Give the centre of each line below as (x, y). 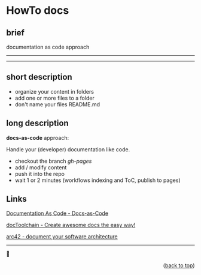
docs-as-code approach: (38, 137)
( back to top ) (179, 265)
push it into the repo (39, 174)
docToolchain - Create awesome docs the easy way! (71, 225)
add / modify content (41, 167)
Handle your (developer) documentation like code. (68, 149)
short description (39, 77)
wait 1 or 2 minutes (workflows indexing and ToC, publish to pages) (98, 180)
